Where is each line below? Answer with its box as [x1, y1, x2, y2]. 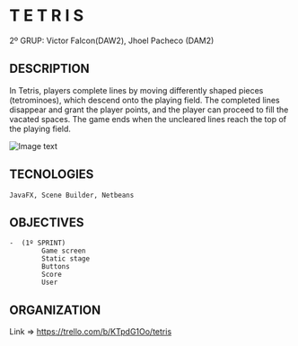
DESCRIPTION [9, 61, 90, 76]
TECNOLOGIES [9, 167, 94, 182]
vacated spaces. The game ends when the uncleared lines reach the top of [9, 113, 287, 124]
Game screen [41, 246, 87, 256]
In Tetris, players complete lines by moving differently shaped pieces [9, 84, 264, 95]
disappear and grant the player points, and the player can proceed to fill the [9, 104, 289, 115]
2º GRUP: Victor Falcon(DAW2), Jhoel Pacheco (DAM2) [9, 35, 215, 46]
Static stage [41, 254, 91, 263]
